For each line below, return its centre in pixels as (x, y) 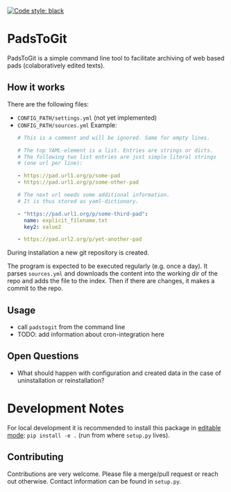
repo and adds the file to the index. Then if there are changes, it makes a (111, 281)
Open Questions (43, 356)
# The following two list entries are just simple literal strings (117, 157)
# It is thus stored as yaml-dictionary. (78, 201)
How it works (36, 87)
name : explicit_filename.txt (66, 220)
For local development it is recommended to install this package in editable (114, 427)
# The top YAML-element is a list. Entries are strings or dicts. (115, 150)
